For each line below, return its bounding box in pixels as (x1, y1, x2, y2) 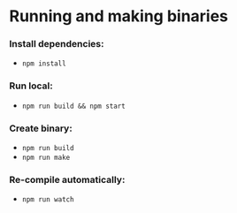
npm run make (21, 153, 71, 163)
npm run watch (21, 195, 74, 204)
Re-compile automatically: (9, 174, 126, 186)
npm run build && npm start (21, 102, 126, 110)
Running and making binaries (9, 6, 228, 27)
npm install (21, 59, 66, 68)
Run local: (9, 80, 53, 92)
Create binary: (9, 122, 73, 134)
